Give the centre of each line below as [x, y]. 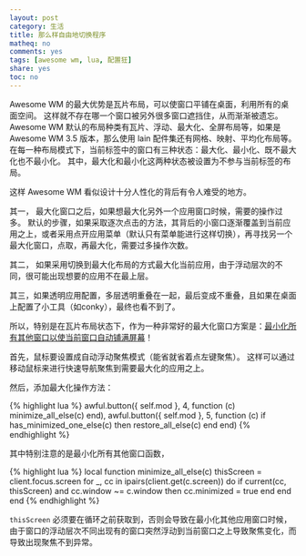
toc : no [24, 77]
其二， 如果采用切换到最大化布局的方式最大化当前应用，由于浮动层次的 [142, 264]
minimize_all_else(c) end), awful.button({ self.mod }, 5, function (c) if [138, 415]
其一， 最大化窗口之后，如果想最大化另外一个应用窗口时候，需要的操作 [142, 211]
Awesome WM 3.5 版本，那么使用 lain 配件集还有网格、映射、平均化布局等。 [153, 138]
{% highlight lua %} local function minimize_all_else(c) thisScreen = [136, 471]
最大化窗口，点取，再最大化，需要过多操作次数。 [101, 245]
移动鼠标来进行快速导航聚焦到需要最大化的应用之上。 [109, 368]
